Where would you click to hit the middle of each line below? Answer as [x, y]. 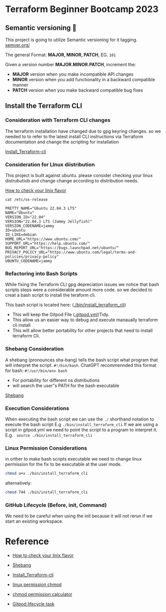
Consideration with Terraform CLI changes [58, 120]
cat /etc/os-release [27, 199]
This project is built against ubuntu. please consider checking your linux [79, 175]
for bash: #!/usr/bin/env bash [36, 370]
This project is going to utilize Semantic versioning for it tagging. [71, 40]
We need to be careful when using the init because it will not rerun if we [79, 516]
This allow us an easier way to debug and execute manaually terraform [85, 320]
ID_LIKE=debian [21, 235]
